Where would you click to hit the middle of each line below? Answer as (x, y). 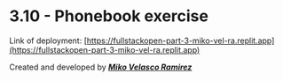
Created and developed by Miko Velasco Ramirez (101, 67)
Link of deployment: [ (48, 40)
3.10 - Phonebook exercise (109, 16)
